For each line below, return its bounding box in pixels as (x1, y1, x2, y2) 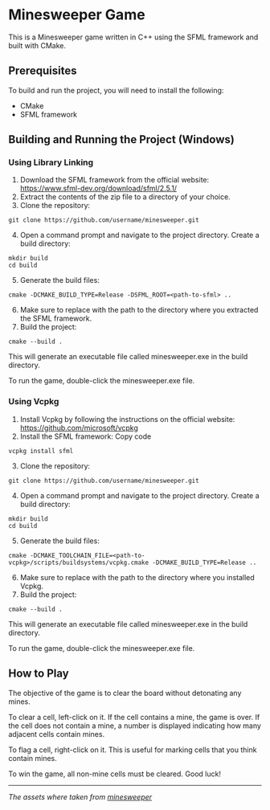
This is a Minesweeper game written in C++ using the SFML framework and (8, 32, 259, 42)
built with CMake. (8, 40, 67, 50)
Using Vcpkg (8, 396, 59, 407)
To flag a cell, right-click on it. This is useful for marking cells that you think (8, 745, 257, 755)
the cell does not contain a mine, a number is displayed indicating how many (8, 721, 261, 730)
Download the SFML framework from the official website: (19, 175, 210, 185)
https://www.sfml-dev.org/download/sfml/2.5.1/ (19, 183, 178, 194)
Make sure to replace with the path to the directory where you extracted (19, 305, 259, 315)
